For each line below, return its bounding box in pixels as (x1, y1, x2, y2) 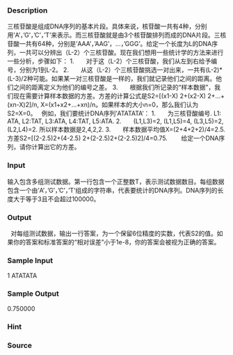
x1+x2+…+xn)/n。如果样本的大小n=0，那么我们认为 (50, 100, 199, 109)
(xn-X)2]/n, (7, 100, 40, 109)
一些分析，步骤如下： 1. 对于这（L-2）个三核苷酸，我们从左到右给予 (7, 57, 211, 65)
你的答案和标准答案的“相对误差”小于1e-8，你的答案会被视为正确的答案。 (13, 237, 220, 246)
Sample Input (7, 255, 54, 265)
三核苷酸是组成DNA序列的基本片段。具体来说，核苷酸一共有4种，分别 (7, 22, 207, 31)
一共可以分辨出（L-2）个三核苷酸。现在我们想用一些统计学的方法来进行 (19, 48, 224, 57)
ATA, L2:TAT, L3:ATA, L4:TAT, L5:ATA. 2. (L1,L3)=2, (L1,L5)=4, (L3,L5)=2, (7, 117, 224, 125)
